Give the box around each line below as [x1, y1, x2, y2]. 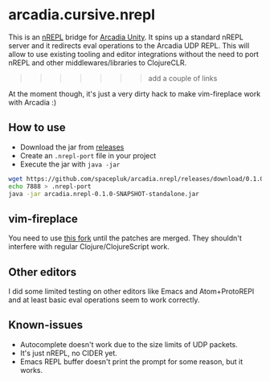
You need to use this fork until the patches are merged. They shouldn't [8, 233, 243, 243]
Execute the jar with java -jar [19, 159, 121, 169]
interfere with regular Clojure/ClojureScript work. [8, 242, 170, 252]
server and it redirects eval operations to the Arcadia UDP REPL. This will [8, 40, 250, 50]
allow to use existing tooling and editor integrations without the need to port [8, 49, 260, 59]
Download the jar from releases [19, 142, 125, 152]
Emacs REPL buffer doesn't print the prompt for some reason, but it [19, 356, 243, 367]
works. [19, 365, 43, 375]
